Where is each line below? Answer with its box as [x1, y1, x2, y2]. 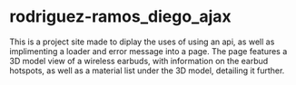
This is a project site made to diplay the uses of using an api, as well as [9, 36, 275, 47]
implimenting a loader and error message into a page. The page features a [9, 45, 288, 56]
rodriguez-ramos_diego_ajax [9, 6, 232, 27]
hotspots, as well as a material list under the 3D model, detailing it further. [9, 65, 285, 76]
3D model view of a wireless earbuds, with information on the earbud [9, 55, 269, 66]
